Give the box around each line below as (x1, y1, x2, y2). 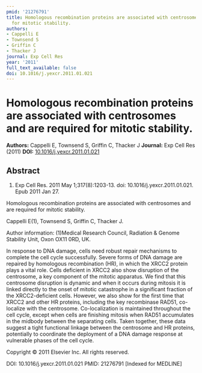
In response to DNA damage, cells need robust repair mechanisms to (6, 247, 177, 254)
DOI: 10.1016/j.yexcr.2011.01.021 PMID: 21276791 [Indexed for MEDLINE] (6, 360, 182, 367)
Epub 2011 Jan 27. (14, 188, 60, 195)
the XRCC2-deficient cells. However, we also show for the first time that (6, 292, 185, 299)
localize (6, 305, 26, 312)
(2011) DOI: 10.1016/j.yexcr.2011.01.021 (6, 148, 100, 155)
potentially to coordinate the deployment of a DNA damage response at (6, 330, 183, 338)
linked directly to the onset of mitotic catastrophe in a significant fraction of (6, 286, 193, 292)
